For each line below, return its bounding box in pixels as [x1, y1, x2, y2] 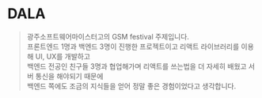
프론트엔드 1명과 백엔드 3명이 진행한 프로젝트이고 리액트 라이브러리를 [26, 41, 240, 51]
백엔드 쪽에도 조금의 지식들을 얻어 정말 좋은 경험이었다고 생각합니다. [26, 81, 237, 91]
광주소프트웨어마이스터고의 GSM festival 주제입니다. [26, 32, 189, 41]
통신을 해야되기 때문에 [35, 71, 104, 81]
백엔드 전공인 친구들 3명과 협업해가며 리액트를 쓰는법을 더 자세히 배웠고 [26, 61, 247, 71]
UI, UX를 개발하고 [35, 51, 91, 61]
